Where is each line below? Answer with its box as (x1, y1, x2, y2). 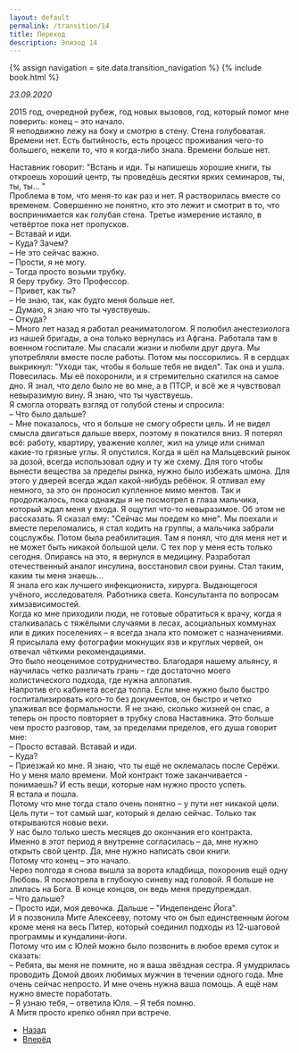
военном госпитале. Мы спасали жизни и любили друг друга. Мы (9, 342, 261, 353)
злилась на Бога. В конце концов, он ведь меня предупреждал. (9, 884, 252, 895)
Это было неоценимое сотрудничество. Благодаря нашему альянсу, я (9, 656, 278, 667)
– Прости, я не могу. (9, 257, 87, 268)
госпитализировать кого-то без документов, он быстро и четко (9, 694, 252, 704)
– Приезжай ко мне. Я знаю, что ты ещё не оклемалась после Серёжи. (9, 761, 280, 771)
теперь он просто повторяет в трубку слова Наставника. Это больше (9, 712, 274, 724)
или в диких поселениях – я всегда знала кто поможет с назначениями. (9, 628, 284, 638)
